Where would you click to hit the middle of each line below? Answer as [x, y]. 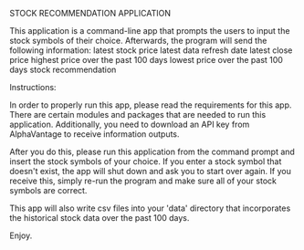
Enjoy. [21, 235]
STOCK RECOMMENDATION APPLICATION [90, 13]
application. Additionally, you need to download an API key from [130, 124]
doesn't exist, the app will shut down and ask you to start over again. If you [151, 171]
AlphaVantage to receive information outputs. [94, 134]
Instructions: [33, 87]
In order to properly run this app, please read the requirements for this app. [151, 105]
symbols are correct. [48, 190]
